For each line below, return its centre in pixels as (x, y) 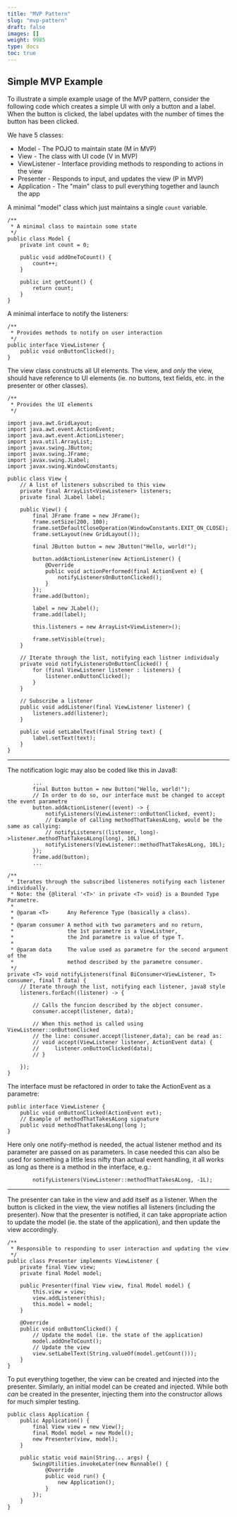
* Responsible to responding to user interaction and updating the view (120, 1249)
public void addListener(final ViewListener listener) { (105, 707)
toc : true (22, 54)
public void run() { (75, 1476)
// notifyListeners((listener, (91, 832)
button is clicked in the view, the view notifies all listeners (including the (111, 1207)
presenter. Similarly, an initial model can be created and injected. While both (117, 1386)
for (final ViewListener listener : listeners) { (107, 670)
